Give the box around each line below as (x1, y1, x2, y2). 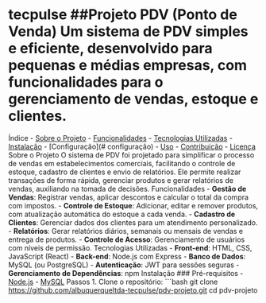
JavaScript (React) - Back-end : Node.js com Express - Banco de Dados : (8, 251, 246, 261)
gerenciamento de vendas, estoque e (8, 90, 259, 108)
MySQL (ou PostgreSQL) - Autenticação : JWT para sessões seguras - (8, 260, 240, 270)
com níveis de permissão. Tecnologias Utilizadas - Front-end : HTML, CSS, (8, 243, 253, 252)
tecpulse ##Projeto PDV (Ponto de (8, 6, 238, 24)
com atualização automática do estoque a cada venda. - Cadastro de (8, 209, 236, 219)
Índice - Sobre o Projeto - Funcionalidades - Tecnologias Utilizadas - (8, 133, 233, 142)
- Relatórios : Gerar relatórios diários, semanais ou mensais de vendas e (8, 226, 244, 235)
